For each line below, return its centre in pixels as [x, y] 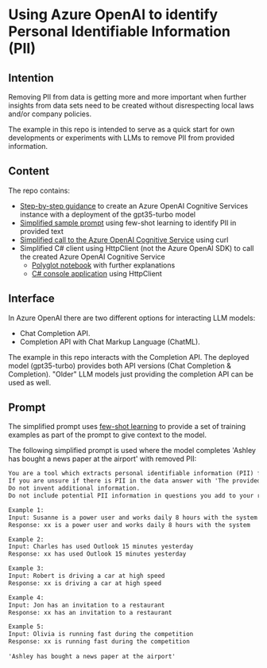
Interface [31, 299]
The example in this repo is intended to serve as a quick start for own [122, 129]
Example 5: [26, 627]
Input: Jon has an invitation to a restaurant [87, 605]
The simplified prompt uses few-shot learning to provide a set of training [127, 427]
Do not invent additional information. [74, 488]
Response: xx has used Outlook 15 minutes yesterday [97, 554]
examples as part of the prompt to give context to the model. [108, 435]
